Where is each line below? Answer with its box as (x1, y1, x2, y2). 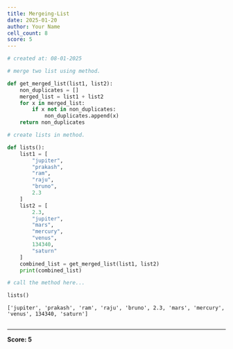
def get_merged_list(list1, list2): (7, 80, 113, 87)
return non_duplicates (19, 119, 85, 126)
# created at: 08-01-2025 (7, 55, 82, 63)
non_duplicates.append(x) (44, 113, 119, 120)
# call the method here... (7, 279, 85, 286)
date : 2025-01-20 (7, 17, 58, 24)
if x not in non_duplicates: (32, 106, 116, 113)
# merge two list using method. (7, 67, 101, 74)
